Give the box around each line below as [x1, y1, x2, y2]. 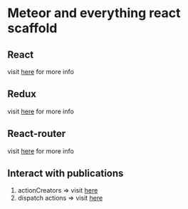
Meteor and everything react [7, 5, 181, 21]
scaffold [7, 20, 58, 36]
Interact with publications [7, 168, 124, 180]
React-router [7, 128, 66, 140]
